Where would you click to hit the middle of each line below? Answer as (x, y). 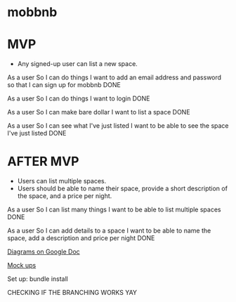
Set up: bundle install (38, 279)
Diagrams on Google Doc (44, 252)
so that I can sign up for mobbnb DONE (64, 85)
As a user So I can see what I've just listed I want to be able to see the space (118, 126)
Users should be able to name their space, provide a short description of (123, 189)
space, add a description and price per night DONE (81, 238)
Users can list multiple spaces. (62, 181)
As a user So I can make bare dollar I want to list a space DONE (99, 112)
